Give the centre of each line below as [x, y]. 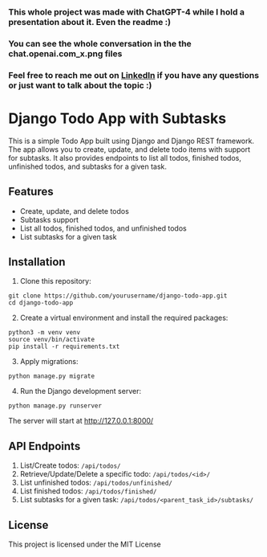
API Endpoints [44, 446]
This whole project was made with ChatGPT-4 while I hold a [126, 12]
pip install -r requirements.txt [64, 347]
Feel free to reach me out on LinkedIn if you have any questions [133, 75]
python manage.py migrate [51, 376]
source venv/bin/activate [51, 340]
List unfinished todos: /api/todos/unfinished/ [96, 483]
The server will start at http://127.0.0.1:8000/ [81, 421]
